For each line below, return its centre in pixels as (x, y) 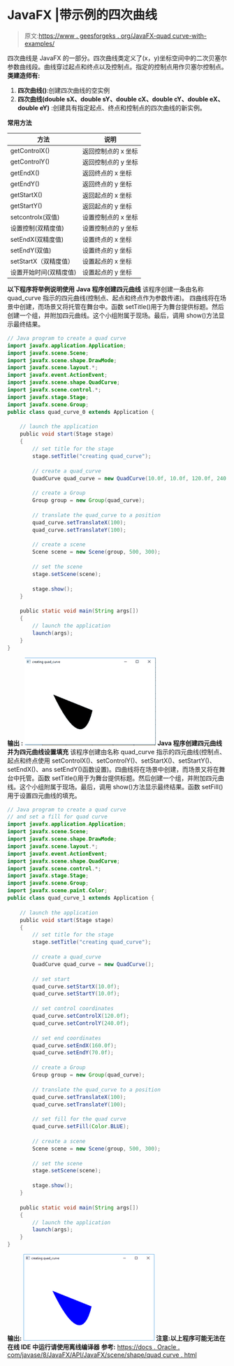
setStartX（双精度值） (42, 261)
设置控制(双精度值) (37, 228)
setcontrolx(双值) (35, 217)
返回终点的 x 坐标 (107, 173)
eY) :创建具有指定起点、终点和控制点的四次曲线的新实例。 (123, 108)
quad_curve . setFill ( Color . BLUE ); (81, 1127)
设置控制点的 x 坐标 (110, 217)
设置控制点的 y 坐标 (110, 228)
